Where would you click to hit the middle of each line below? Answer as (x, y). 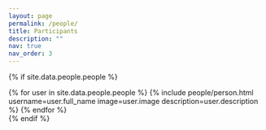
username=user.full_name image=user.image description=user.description (133, 101)
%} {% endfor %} (38, 110)
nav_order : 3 (31, 54)
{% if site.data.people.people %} (63, 77)
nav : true (25, 46)
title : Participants (44, 31)
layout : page (31, 16)
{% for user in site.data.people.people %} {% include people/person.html (131, 93)
